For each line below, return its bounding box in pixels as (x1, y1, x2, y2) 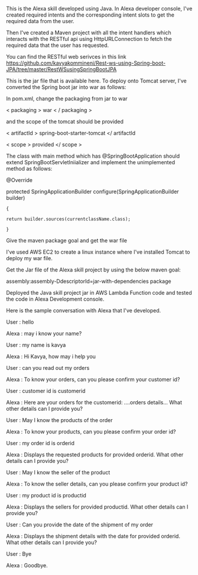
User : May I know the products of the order (6, 417, 113, 423)
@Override (6, 177, 33, 183)
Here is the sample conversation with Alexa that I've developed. (6, 307, 161, 314)
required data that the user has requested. (6, 41, 109, 49)
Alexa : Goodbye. (6, 562, 48, 568)
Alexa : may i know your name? (6, 330, 82, 337)
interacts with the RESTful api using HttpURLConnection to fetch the (6, 36, 173, 42)
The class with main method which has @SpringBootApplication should (6, 152, 180, 159)
